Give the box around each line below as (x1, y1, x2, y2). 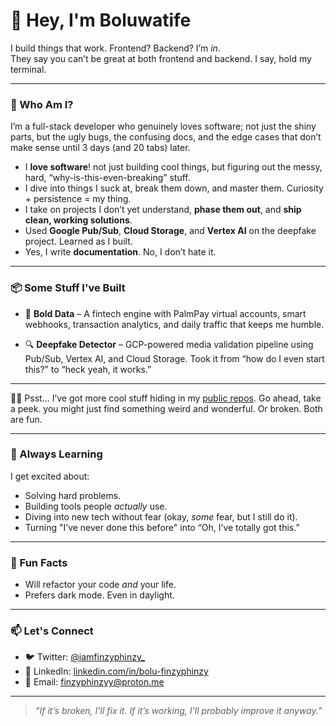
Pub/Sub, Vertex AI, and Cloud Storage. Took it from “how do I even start (24, 352, 325, 364)
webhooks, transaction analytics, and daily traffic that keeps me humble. (24, 318, 325, 330)
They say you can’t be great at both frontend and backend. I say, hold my (10, 52, 312, 64)
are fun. (10, 413, 43, 425)
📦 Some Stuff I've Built (10, 281, 126, 295)
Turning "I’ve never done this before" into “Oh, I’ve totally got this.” (24, 521, 300, 533)
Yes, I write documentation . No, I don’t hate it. (24, 246, 217, 258)
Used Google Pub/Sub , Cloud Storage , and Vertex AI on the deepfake (24, 225, 317, 237)
